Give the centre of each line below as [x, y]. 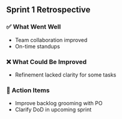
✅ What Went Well [34, 27]
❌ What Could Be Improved [47, 62]
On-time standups [37, 46]
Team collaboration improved [51, 40]
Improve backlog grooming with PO [59, 103]
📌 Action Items [28, 90]
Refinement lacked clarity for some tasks [66, 75]
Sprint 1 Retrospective [48, 10]
